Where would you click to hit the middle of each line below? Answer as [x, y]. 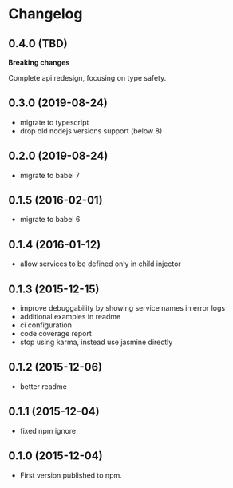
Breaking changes [39, 62]
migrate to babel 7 [50, 175]
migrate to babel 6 [50, 220]
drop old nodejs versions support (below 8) [91, 131]
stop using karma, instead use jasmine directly [96, 342]
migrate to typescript [54, 122]
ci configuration [45, 325]
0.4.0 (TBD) [38, 44]
